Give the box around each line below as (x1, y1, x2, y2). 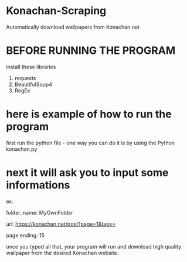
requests (14, 74, 36, 81)
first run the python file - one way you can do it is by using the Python (6, 139, 175, 146)
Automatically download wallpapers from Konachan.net (6, 23, 140, 30)
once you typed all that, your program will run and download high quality (6, 243, 182, 250)
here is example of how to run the (6, 108, 172, 121)
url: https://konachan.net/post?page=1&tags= (6, 220, 116, 227)
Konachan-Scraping (6, 4, 107, 18)
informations (6, 178, 70, 191)
